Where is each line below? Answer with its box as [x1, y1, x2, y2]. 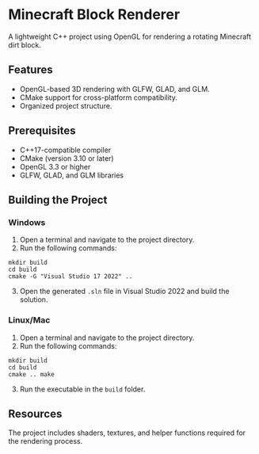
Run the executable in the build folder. [19, 384, 146, 394]
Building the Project [8, 193, 108, 207]
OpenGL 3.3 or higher [19, 162, 91, 171]
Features [8, 63, 53, 77]
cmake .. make [8, 370, 55, 378]
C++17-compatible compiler [19, 145, 112, 155]
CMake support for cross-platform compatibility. [19, 93, 178, 102]
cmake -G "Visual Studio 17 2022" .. [8, 273, 133, 280]
